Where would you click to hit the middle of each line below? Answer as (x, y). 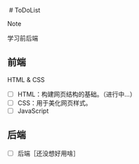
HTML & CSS (26, 79)
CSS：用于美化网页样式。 (54, 103)
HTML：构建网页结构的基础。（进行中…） (77, 94)
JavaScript (33, 111)
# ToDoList (25, 10)
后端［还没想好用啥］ (48, 153)
